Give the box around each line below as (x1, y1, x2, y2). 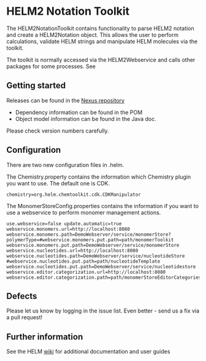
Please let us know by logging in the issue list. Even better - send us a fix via (6, 307, 200, 314)
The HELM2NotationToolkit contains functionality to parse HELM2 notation (6, 25, 194, 32)
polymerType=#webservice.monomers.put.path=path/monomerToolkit (6, 236, 174, 243)
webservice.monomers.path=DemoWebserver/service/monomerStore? (6, 231, 172, 238)
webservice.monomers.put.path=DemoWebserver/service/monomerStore (6, 242, 180, 248)
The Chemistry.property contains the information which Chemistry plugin (6, 173, 191, 180)
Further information (6, 332, 83, 342)
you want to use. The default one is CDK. (6, 179, 110, 187)
